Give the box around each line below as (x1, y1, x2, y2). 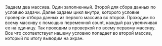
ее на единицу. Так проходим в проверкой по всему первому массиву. (5, 25, 156, 31)
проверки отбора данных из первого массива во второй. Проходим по (5, 15, 155, 20)
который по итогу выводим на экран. (5, 35, 84, 41)
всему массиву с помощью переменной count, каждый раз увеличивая (5, 20, 158, 25)
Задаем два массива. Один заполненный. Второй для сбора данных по (5, 4, 156, 10)
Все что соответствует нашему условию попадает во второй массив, (5, 30, 152, 36)
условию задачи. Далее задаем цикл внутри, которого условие (5, 9, 140, 15)
